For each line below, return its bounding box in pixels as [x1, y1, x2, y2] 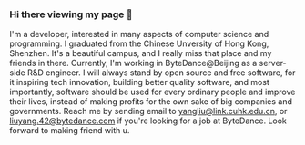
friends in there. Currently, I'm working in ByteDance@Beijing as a [9, 58, 258, 69]
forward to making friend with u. [9, 125, 130, 136]
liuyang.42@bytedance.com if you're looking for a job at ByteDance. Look [9, 115, 287, 126]
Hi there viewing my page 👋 [9, 8, 133, 21]
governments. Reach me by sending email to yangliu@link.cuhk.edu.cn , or [9, 106, 288, 117]
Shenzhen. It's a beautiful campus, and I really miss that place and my [9, 48, 272, 59]
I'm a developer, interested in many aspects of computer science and [9, 29, 269, 40]
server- [259, 58, 287, 69]
